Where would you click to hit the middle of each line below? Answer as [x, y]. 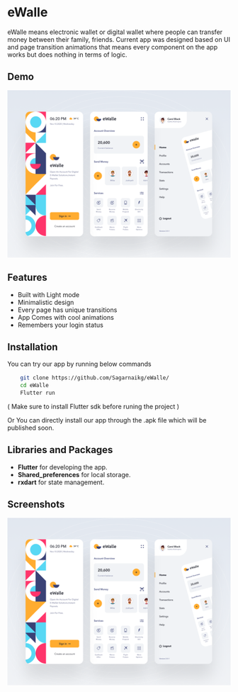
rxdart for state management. [61, 482]
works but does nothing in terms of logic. [67, 55]
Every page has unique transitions [67, 310]
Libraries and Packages [60, 450]
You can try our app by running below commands [80, 364]
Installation [33, 347]
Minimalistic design [46, 302]
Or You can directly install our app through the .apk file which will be [107, 420]
